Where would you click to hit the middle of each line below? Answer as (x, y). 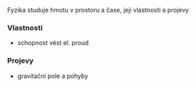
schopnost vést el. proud (53, 43)
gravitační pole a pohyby (53, 76)
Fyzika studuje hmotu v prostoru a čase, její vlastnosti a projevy (98, 10)
